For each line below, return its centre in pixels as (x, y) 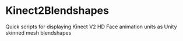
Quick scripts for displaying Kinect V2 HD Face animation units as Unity (91, 27)
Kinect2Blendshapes (57, 11)
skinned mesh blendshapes (38, 32)
